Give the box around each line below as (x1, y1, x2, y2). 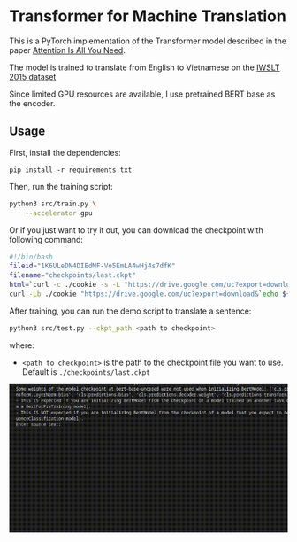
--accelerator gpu (25, 208, 93, 218)
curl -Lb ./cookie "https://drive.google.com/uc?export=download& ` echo (9, 290, 278, 298)
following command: (9, 234, 84, 244)
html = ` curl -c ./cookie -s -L (9, 281, 121, 290)
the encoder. (9, 97, 56, 108)
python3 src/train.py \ (9, 199, 97, 208)
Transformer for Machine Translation (9, 6, 287, 27)
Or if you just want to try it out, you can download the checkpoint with (9, 224, 263, 236)
